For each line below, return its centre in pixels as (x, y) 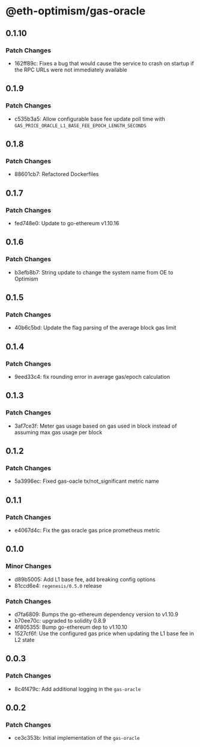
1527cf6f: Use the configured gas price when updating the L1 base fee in (104, 634)
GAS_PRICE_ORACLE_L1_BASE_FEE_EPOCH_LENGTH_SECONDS (80, 126)
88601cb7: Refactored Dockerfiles (56, 174)
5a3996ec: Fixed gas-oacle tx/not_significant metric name (87, 481)
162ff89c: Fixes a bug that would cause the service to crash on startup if (104, 63)
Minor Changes (29, 566)
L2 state (24, 640)
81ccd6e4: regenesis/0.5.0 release (58, 585)
